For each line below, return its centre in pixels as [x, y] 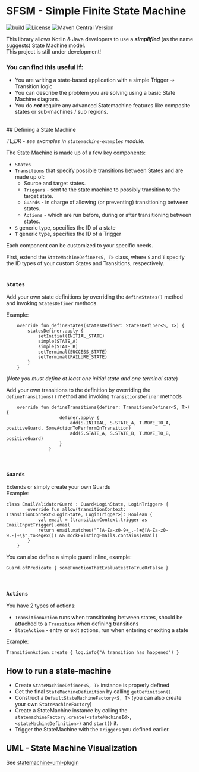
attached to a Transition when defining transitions [77, 624]
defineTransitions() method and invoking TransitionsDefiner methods [94, 396]
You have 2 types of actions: [41, 606]
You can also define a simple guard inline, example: [69, 557]
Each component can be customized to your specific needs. [80, 246]
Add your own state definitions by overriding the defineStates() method [94, 297]
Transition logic [34, 86]
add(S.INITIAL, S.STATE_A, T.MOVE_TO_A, [120, 423]
